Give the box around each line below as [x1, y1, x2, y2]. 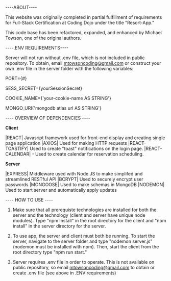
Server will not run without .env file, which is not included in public [5, 55, 145, 61]
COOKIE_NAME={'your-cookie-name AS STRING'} [5, 95, 111, 101]
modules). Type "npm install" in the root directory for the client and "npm [12, 218, 166, 223]
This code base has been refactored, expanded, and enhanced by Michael [5, 30, 162, 35]
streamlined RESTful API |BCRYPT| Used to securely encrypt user [5, 176, 143, 182]
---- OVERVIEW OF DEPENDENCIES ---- [5, 115, 90, 121]
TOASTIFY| [5, 145, 29, 151]
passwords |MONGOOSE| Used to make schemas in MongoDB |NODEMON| [5, 182, 165, 188]
